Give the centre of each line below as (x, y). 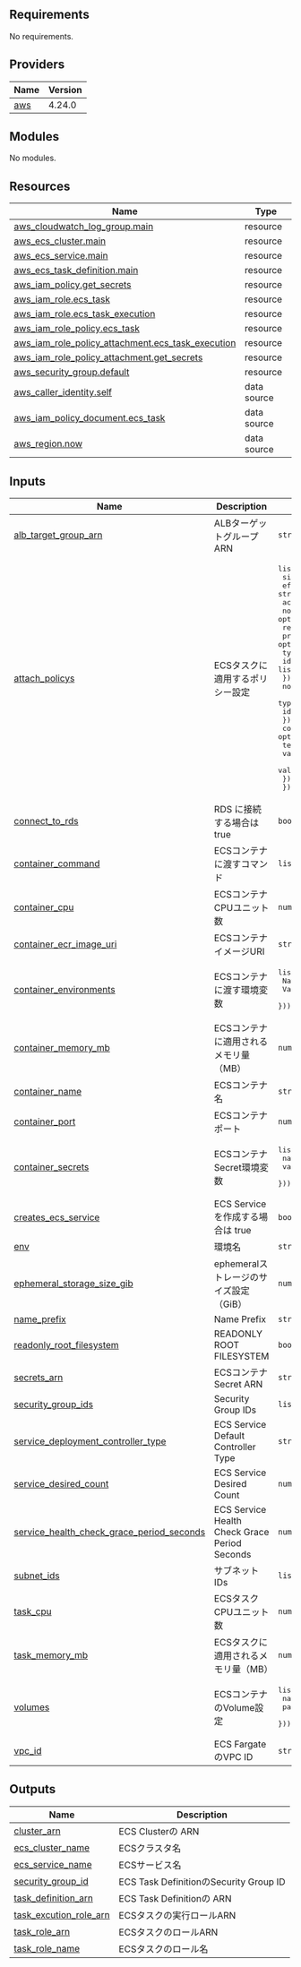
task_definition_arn (54, 1898)
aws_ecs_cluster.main (60, 241)
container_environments (64, 989)
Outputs (33, 1789)
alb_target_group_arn (58, 535)
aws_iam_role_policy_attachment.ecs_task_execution (125, 343)
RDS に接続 (238, 810)
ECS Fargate (240, 1744)
